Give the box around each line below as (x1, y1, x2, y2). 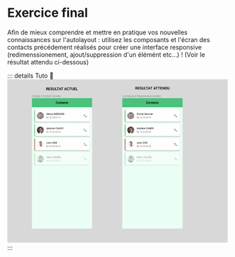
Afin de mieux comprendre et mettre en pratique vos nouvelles (7, 28, 187, 36)
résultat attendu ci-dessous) (7, 57, 90, 66)
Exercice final (7, 5, 89, 21)
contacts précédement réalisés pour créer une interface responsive (7, 43, 202, 51)
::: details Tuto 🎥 (7, 71, 54, 80)
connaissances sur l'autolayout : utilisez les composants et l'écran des (7, 35, 211, 43)
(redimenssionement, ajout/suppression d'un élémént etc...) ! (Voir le (7, 50, 206, 59)
